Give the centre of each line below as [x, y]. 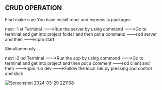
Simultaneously [20, 48]
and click [14, 73]
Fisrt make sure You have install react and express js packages [68, 19]
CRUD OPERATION [33, 8]
